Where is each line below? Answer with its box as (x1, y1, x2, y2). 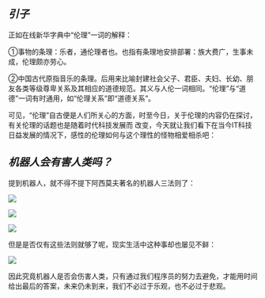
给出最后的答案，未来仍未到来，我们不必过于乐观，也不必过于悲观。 (8, 281, 230, 291)
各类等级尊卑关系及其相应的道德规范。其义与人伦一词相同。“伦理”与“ (14, 83, 240, 93)
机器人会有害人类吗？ (8, 155, 112, 169)
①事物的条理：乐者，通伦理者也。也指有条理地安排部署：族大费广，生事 (8, 47, 247, 56)
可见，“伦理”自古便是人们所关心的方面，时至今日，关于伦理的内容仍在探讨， (8, 110, 257, 120)
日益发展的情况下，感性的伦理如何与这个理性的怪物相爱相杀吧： (8, 130, 216, 139)
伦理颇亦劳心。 (21, 56, 71, 66)
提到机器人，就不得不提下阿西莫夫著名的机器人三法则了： (8, 178, 195, 188)
